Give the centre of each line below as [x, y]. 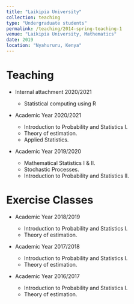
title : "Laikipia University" [44, 12]
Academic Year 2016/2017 [47, 276]
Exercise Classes [50, 200]
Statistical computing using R [60, 104]
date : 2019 [20, 40]
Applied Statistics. [46, 140]
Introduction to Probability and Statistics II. [76, 176]
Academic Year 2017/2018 [47, 246]
